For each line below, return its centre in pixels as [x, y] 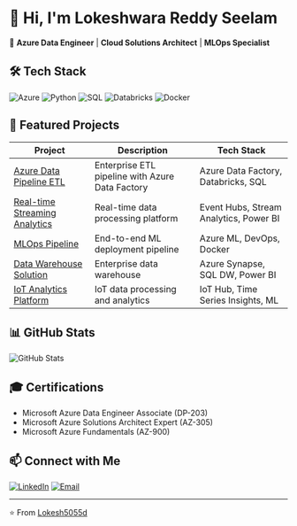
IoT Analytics [41, 289]
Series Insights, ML [239, 300]
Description [143, 150]
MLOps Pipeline [46, 244]
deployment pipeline [137, 249]
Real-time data [126, 207]
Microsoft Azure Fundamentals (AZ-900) [96, 432]
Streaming [35, 213]
